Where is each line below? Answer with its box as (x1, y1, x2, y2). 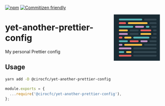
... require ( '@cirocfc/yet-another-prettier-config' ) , (9, 91, 122, 96)
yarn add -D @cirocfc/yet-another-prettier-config (5, 76, 111, 81)
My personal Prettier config (5, 48, 60, 54)
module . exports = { (5, 86, 45, 91)
